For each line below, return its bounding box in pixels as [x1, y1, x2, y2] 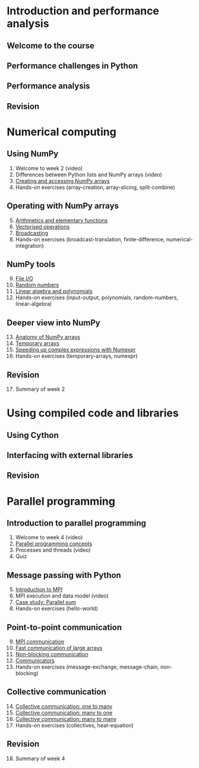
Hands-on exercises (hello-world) [15, 605, 99, 612]
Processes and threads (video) [15, 546, 91, 554]
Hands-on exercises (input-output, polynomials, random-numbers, [15, 294, 179, 301]
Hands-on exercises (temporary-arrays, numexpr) [15, 353, 138, 360]
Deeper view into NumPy [7, 318, 100, 328]
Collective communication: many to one [15, 709, 113, 716]
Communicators [15, 657, 55, 664]
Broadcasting [15, 229, 49, 237]
